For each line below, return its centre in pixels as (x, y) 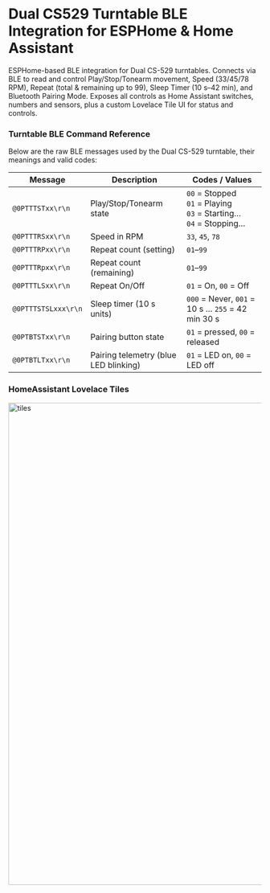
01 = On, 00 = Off (218, 286)
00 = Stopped (211, 194)
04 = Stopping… (216, 223)
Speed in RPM (117, 236)
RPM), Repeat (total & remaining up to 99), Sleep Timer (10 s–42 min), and (131, 87)
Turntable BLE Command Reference (80, 133)
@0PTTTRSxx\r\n (41, 237)
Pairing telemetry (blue (133, 355)
